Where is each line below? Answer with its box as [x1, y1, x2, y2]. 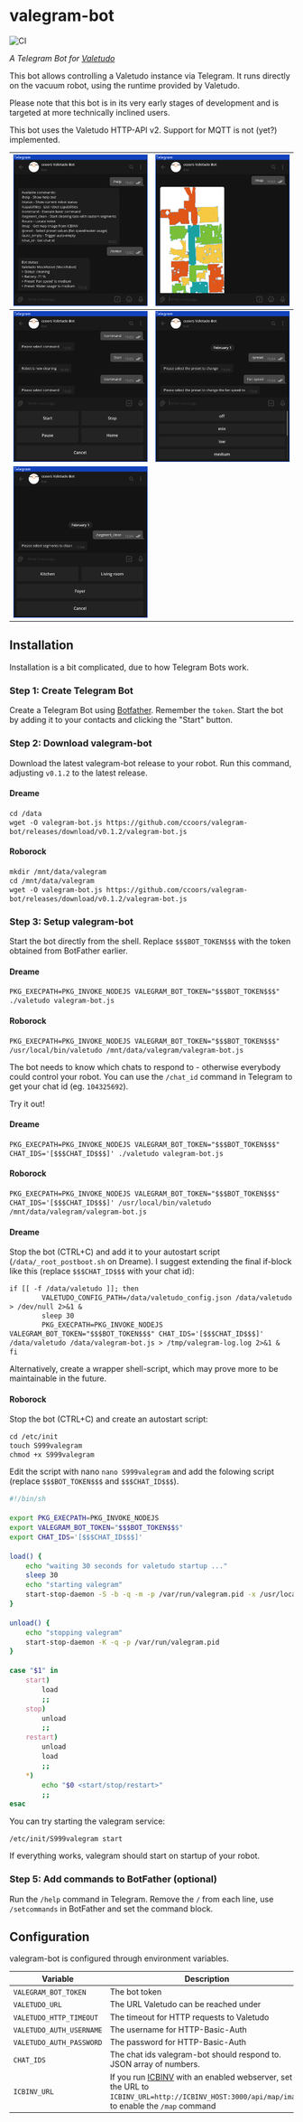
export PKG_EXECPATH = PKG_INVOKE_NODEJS [9, 1514, 160, 1523]
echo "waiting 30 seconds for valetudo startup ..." [25, 1561, 228, 1571]
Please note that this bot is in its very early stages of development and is [9, 97, 280, 108]
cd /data [9, 809, 42, 818]
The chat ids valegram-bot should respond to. [109, 2049, 281, 2061]
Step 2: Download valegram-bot [9, 737, 152, 750]
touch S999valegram [9, 1441, 83, 1451]
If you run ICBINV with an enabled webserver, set [109, 2071, 293, 2082]
